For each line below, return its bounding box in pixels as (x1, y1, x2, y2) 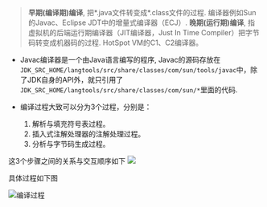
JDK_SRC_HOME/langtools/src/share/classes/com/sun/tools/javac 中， (19, 65, 251, 75)
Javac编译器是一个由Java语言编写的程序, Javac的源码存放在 (19, 55, 221, 64)
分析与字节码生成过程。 (31, 140, 110, 148)
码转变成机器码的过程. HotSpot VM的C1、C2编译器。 (27, 38, 203, 47)
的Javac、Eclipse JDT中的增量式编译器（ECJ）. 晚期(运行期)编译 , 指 (27, 18, 256, 27)
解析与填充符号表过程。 (31, 120, 110, 128)
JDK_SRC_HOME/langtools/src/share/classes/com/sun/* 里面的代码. (19, 85, 238, 95)
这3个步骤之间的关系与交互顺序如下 (8, 156, 126, 165)
